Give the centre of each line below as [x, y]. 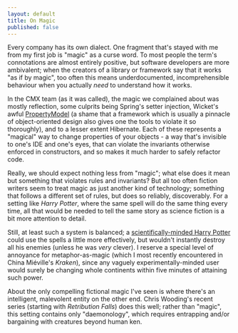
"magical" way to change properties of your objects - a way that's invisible [117, 137]
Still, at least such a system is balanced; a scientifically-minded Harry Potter [119, 233]
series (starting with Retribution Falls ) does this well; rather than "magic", [115, 307]
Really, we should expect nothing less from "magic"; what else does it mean [119, 173]
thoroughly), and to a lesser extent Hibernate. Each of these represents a [114, 129]
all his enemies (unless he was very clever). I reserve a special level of [110, 248]
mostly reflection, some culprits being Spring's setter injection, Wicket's [113, 107]
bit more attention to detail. [47, 218]
